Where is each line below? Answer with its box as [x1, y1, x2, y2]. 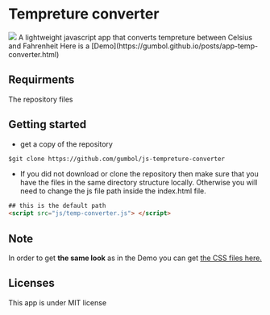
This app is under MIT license [8, 297, 107, 307]
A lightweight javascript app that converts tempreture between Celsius [18, 32, 252, 42]
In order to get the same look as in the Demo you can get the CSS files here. [8, 253, 262, 263]
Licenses [8, 276, 55, 290]
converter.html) [8, 49, 60, 59]
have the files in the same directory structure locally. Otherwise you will [19, 178, 258, 188]
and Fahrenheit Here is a [8, 41, 90, 51]
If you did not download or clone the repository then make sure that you [19, 169, 260, 179]
